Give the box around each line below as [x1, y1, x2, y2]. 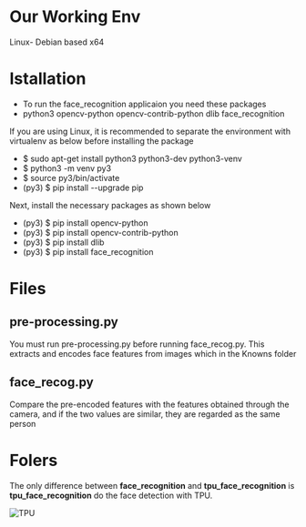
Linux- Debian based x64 [9, 36, 105, 47]
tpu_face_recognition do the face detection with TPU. [9, 490, 213, 501]
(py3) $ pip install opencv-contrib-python [22, 227, 179, 238]
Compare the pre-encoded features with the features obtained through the [9, 399, 290, 410]
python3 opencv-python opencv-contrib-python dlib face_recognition [22, 107, 285, 119]
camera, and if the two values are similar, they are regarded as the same [9, 408, 280, 420]
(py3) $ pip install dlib [22, 237, 105, 248]
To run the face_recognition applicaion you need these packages [22, 98, 267, 109]
